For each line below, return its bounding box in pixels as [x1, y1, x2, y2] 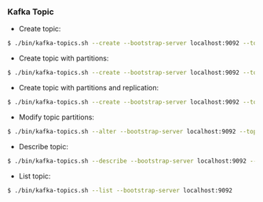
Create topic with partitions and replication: [18, 83, 159, 93]
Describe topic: [18, 141, 68, 151]
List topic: [18, 171, 51, 181]
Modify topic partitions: [18, 112, 95, 122]
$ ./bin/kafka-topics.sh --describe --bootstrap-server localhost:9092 [7, 156, 247, 165]
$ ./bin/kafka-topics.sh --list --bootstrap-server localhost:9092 [7, 186, 233, 194]
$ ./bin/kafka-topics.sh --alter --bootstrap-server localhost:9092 [7, 127, 236, 135]
